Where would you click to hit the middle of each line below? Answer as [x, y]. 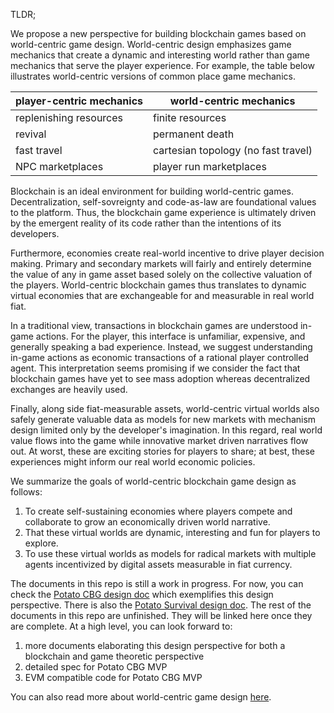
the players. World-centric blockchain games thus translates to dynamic [158, 285]
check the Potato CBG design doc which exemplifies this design [142, 594]
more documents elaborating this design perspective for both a [155, 645]
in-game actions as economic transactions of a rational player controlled [159, 357]
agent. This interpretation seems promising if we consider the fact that [155, 368]
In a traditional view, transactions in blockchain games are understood [154, 325]
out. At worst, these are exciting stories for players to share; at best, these [162, 451]
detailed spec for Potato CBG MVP [96, 667]
